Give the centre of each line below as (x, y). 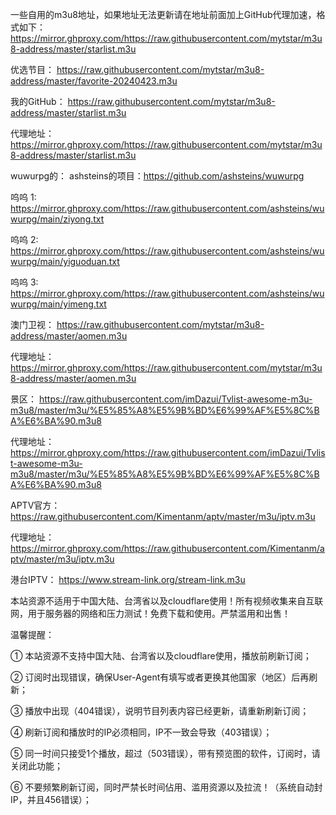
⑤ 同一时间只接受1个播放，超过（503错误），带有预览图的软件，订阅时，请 (165, 753)
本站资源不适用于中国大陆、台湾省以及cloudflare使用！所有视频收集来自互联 (167, 601)
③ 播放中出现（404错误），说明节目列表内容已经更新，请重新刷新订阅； (160, 711)
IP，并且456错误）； (51, 799)
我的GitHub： (38, 101)
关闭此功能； (36, 766)
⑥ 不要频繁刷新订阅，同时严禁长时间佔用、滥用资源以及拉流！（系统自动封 (166, 787)
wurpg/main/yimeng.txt (58, 304)
